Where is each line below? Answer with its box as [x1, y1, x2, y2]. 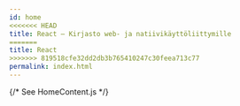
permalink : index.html [9, 63, 93, 72]
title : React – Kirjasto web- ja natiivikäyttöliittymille [9, 29, 232, 38]
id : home [9, 12, 42, 22]
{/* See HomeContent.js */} [9, 86, 109, 97]
